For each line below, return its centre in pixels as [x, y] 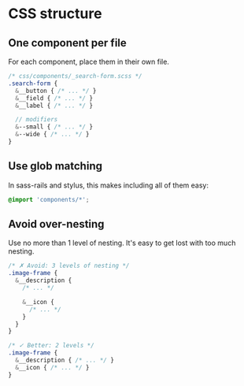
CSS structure [55, 14]
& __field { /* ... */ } [54, 98]
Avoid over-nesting [56, 224]
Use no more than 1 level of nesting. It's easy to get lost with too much [122, 243]
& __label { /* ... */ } [54, 106]
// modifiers [37, 120]
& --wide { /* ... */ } [52, 135]
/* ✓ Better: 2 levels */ [51, 346]
